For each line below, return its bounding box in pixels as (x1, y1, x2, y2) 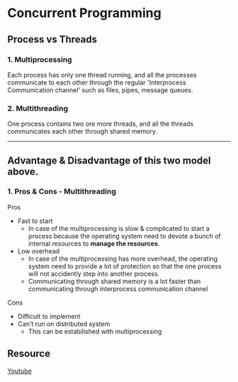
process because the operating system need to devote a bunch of (28, 231, 221, 240)
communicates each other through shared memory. (7, 127, 158, 136)
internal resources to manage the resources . (28, 239, 160, 248)
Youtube (7, 366, 32, 375)
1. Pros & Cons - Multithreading (7, 187, 117, 197)
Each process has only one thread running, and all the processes (7, 70, 197, 79)
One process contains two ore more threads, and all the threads (7, 119, 193, 129)
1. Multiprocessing (7, 55, 72, 65)
